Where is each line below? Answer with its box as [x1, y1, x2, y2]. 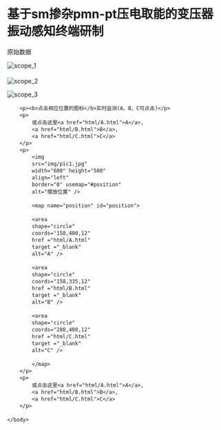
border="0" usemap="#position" [32, 181, 122, 188]
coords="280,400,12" [32, 327, 91, 334]
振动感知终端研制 [7, 23, 105, 39]
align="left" [32, 174, 70, 181]
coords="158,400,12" [32, 230, 91, 237]
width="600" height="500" [32, 167, 107, 174]
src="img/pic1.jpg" [32, 161, 88, 167]
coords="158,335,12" [32, 278, 91, 285]
